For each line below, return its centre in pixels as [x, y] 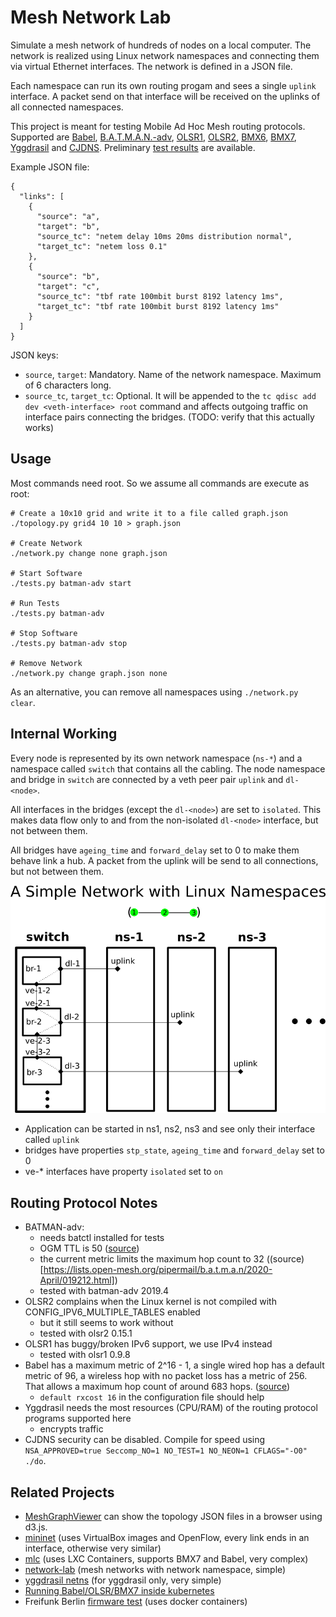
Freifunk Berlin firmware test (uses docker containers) [136, 1601]
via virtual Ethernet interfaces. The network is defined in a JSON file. [151, 66]
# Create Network [46, 543]
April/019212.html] [77, 1280]
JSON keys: [34, 355]
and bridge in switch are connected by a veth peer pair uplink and [147, 779]
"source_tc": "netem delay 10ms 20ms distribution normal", [164, 236]
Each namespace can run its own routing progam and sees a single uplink [163, 85]
